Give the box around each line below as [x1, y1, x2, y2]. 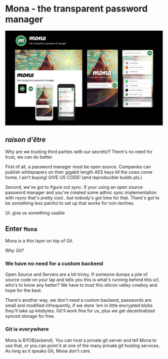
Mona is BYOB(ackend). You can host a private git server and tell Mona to [5, 337, 156, 343]
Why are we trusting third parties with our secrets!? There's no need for [5, 149, 152, 155]
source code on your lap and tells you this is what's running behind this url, [5, 277, 160, 283]
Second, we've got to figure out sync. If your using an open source [5, 184, 143, 190]
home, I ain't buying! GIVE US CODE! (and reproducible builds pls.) [5, 174, 142, 181]
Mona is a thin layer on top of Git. [5, 238, 74, 244]
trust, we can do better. [5, 154, 53, 160]
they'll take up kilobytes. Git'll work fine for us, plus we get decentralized [5, 308, 155, 314]
